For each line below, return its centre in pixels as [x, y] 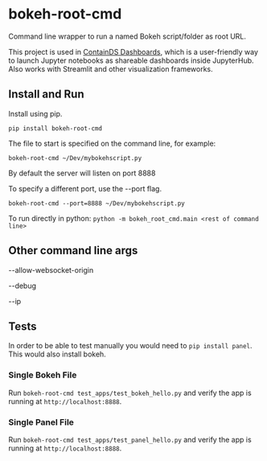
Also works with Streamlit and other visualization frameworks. [111, 68]
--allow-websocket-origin [51, 270]
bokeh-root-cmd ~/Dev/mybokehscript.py [75, 158]
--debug [23, 286]
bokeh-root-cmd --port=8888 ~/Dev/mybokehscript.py [97, 203]
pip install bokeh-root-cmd [55, 128]
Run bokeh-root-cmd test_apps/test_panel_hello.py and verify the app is [130, 439]
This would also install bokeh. [57, 354]
